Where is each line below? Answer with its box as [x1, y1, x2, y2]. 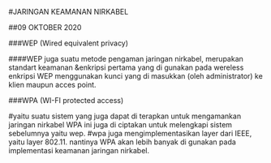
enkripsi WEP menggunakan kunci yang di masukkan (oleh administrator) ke [8, 71, 264, 80]
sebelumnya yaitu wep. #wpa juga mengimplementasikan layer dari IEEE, [8, 129, 252, 138]
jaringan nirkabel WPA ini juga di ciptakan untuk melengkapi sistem [8, 120, 233, 129]
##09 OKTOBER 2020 [8, 23, 82, 32]
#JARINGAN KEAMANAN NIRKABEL [8, 7, 129, 16]
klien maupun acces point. [8, 80, 97, 89]
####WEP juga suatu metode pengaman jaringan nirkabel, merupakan [8, 54, 243, 63]
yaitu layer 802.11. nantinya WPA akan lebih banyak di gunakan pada [8, 137, 237, 147]
